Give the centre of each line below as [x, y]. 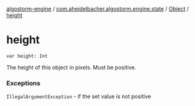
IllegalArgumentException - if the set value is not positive [79, 96]
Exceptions [24, 83]
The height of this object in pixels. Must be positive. [71, 67]
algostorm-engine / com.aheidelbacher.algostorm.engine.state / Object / [98, 9]
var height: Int [27, 56]
